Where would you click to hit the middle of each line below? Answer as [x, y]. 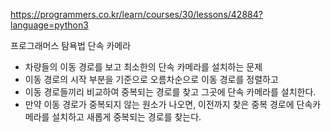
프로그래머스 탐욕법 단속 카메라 [71, 45]
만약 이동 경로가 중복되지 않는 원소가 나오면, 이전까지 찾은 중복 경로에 [159, 104]
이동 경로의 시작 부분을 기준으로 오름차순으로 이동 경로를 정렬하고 [151, 79]
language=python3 [49, 25]
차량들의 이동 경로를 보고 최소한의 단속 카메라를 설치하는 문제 [143, 67]
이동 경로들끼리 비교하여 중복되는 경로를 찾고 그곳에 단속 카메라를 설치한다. [170, 92]
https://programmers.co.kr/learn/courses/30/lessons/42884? [136, 14]
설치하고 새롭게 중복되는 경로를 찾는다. [126, 117]
